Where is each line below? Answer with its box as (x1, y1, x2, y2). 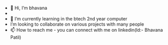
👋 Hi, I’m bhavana (10, 5, 48, 11)
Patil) (10, 34, 22, 40)
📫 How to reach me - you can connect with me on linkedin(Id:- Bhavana (10, 27, 163, 33)
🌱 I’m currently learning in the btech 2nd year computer (10, 16, 128, 21)
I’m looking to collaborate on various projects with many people (10, 21, 144, 27)
